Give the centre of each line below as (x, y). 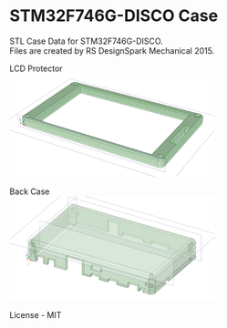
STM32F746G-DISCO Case (114, 16)
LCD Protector (36, 68)
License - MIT (36, 314)
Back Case (30, 191)
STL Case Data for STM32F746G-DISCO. (87, 41)
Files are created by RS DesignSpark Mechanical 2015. (112, 50)
